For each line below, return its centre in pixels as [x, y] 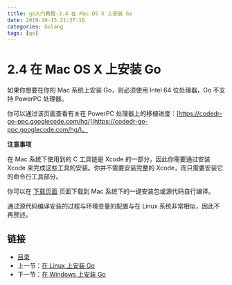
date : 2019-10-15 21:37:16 [46, 20]
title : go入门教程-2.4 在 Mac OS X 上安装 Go [70, 14]
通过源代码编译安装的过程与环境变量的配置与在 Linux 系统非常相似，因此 [111, 206]
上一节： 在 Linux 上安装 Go [56, 266]
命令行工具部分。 [37, 177]
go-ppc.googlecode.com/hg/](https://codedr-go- [78, 122]
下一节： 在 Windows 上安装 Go [61, 274]
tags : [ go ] [23, 33]
